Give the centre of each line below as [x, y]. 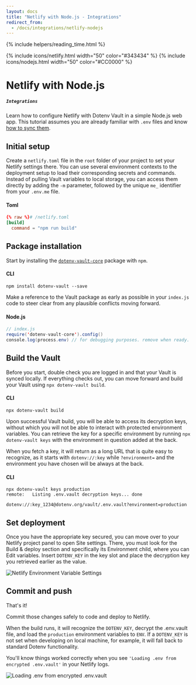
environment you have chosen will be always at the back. [75, 463]
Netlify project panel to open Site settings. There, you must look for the [92, 543]
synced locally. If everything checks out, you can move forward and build [94, 378]
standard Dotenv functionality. [42, 646]
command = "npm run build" [44, 229]
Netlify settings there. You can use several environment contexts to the [92, 167]
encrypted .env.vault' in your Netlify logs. [58, 664]
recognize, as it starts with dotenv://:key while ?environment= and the [90, 457]
